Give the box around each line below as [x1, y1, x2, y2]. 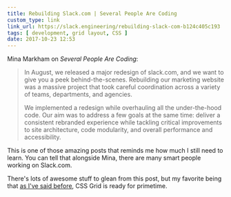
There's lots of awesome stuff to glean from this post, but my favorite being [7, 174, 222, 183]
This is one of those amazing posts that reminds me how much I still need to [7, 147, 223, 155]
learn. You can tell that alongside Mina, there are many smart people [7, 153, 201, 162]
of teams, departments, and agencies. [23, 91, 132, 99]
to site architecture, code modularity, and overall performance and [23, 126, 213, 134]
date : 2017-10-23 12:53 [7, 36, 76, 43]
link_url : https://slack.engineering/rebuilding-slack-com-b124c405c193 [7, 23, 221, 30]
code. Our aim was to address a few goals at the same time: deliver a [23, 111, 221, 120]
